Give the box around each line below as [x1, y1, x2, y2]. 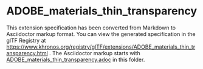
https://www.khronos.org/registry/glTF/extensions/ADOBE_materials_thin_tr [6, 43, 196, 50]
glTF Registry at [6, 37, 46, 44]
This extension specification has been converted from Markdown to [6, 24, 176, 31]
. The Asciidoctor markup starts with [49, 49, 141, 56]
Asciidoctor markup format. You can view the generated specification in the [6, 30, 196, 37]
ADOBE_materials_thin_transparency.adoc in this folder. [6, 56, 145, 63]
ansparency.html [6, 49, 49, 56]
